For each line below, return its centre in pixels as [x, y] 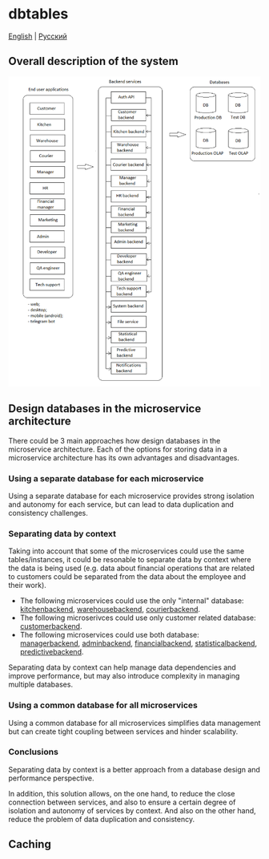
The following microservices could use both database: [110, 635]
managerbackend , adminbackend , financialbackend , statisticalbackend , [139, 643]
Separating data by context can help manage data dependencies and [122, 667]
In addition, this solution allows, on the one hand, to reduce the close [122, 793]
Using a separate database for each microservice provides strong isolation [131, 496]
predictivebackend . [52, 652]
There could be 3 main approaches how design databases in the [114, 440]
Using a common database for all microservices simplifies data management [134, 723]
